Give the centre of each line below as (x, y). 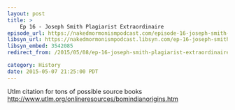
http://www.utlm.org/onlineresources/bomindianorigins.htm (93, 99)
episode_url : (26, 33)
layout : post (26, 14)
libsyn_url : (24, 40)
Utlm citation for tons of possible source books (75, 91)
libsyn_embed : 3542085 (40, 46)
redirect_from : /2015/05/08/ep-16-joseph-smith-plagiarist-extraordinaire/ (120, 53)
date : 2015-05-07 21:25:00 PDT (53, 71)
